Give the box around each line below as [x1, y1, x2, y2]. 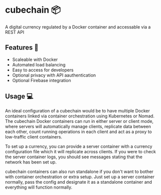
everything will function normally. [5, 184, 73, 190]
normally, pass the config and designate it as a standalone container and [5, 179, 152, 185]
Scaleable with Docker [12, 56, 58, 62]
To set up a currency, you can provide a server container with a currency [5, 143, 153, 149]
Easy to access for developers [12, 67, 74, 73]
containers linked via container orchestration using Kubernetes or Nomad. [5, 113, 155, 119]
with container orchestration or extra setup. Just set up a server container [5, 173, 155, 180]
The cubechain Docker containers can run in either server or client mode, [5, 118, 154, 124]
